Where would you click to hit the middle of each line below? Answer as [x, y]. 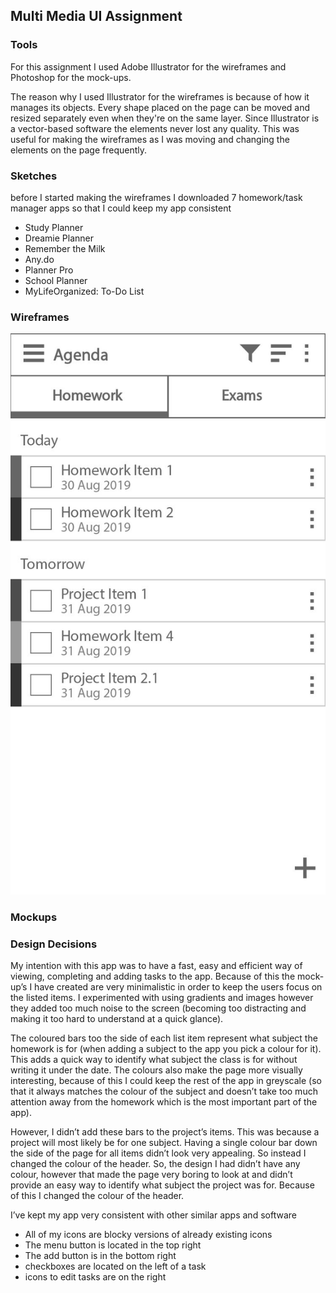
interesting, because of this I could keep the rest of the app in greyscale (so [166, 1081]
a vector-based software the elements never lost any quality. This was [155, 128]
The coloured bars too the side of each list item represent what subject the [164, 1038]
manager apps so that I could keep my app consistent [121, 208]
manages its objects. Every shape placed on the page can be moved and [160, 107]
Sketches [34, 176]
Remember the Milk [65, 248]
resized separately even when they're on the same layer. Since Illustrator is [165, 118]
